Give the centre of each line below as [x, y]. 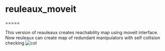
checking [15, 43]
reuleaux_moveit [41, 9]
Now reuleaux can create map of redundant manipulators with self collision [83, 38]
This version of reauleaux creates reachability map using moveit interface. [82, 32]
